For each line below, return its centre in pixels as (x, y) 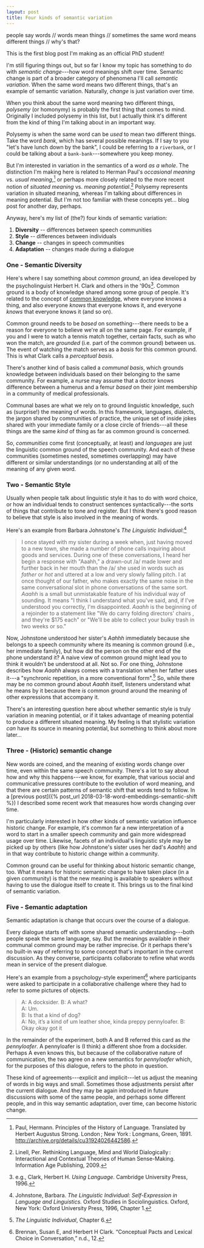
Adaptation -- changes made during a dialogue (75, 249)
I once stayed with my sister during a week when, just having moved (107, 542)
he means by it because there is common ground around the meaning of (97, 691)
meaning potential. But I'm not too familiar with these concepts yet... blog (98, 199)
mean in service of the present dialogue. (57, 964)
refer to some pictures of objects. (48, 990)
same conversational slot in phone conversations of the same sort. (104, 587)
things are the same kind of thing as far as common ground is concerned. (98, 431)
